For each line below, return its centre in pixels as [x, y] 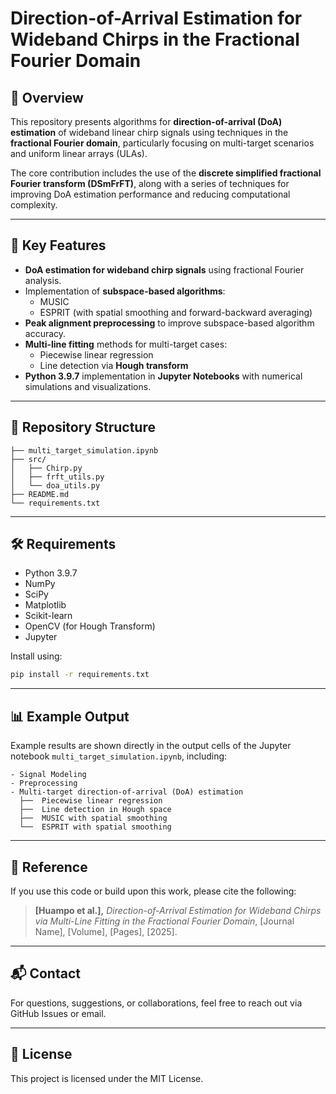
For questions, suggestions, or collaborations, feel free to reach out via [156, 1003]
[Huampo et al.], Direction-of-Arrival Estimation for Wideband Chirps [178, 910]
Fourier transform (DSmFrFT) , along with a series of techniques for [150, 183]
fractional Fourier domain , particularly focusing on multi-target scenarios [162, 143]
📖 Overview [47, 97]
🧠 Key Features [58, 245]
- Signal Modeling [48, 775]
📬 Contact [45, 973]
